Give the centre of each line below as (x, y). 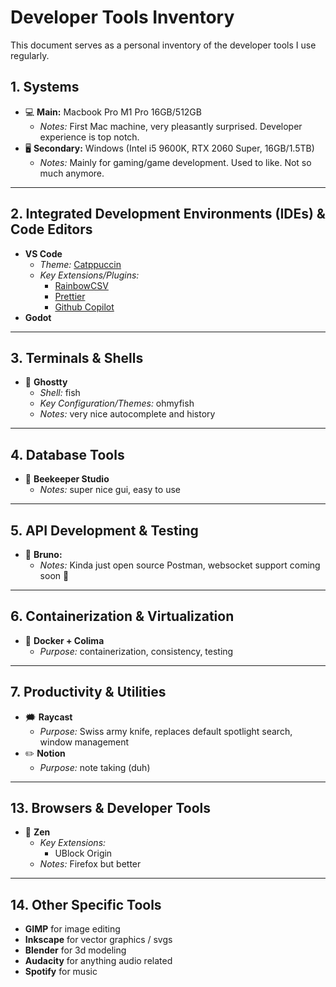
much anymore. (72, 173)
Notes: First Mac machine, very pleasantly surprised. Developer (171, 126)
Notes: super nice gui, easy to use (110, 490)
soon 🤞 (54, 575)
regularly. (30, 55)
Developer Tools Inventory (122, 17)
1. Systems (45, 87)
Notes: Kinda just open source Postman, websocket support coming (180, 565)
